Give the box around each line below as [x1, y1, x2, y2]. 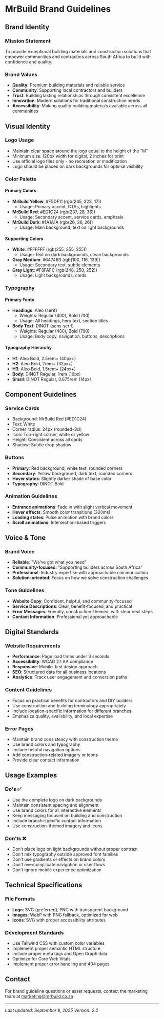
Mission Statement [5, 38, 51, 44]
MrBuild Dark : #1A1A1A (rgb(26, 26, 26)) [12, 219, 93, 225]
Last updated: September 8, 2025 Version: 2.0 [5, 1007, 99, 1013]
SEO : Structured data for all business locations [12, 669, 106, 675]
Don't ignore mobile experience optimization [12, 867, 102, 873]
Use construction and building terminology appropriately [12, 702, 126, 708]
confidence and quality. [5, 59, 53, 64]
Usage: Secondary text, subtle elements [19, 262, 100, 268]
